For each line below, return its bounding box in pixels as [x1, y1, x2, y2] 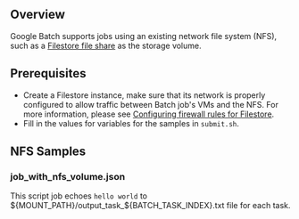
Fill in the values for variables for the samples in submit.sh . [22, 118, 240, 128]
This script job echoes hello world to [10, 191, 148, 201]
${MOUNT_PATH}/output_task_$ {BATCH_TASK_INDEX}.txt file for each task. [10, 200, 291, 211]
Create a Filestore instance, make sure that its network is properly [22, 89, 266, 101]
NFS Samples [10, 144, 87, 159]
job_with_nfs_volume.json [10, 170, 126, 182]
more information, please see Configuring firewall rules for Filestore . [22, 109, 275, 119]
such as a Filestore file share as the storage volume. [10, 40, 202, 51]
